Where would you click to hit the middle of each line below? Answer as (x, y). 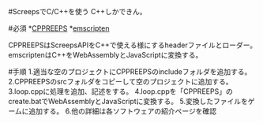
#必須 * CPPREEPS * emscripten (59, 28)
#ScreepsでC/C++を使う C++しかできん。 (77, 11)
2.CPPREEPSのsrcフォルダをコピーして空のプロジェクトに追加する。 (120, 82)
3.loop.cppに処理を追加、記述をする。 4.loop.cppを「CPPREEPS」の (120, 91)
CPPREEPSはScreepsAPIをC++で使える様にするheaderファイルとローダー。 (133, 45)
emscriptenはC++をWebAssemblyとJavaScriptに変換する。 (105, 55)
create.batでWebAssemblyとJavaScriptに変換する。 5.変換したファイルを (128, 101)
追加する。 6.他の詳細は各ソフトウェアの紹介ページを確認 (123, 111)
